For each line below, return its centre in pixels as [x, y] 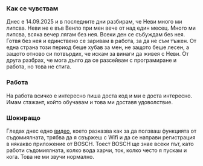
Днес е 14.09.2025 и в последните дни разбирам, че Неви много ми [94, 22]
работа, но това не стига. [39, 67]
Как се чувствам [32, 8]
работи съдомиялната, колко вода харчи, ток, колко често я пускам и [97, 150]
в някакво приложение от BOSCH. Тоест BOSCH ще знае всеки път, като [100, 144]
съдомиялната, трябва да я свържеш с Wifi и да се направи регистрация [101, 137]
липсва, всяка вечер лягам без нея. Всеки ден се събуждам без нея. [96, 35]
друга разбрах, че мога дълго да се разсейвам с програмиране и [92, 60]
